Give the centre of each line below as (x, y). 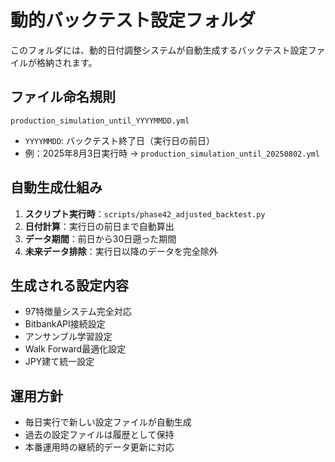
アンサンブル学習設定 (68, 337)
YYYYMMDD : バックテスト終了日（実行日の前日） (120, 140)
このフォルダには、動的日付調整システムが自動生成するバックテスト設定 (159, 50)
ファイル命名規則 (63, 97)
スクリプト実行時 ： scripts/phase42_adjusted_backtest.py (145, 213)
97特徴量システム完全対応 (78, 312)
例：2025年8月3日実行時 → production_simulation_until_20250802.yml (172, 153)
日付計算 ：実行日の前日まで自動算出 (99, 226)
